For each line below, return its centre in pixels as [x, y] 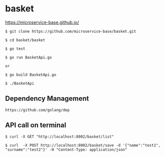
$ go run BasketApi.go [28, 57]
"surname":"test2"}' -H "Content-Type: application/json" [66, 150]
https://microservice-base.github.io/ [42, 22]
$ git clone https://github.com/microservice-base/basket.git [71, 31]
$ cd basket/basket [25, 40]
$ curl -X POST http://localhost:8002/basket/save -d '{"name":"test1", [83, 145]
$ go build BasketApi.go [31, 75]
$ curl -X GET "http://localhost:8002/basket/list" [59, 137]
